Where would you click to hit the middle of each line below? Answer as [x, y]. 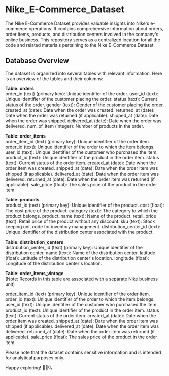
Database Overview [37, 61]
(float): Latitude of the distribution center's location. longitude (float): [77, 258]
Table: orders [20, 88]
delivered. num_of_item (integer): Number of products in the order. [75, 126]
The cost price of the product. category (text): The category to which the [82, 210]
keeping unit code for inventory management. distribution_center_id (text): [83, 226]
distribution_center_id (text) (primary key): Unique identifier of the [74, 247]
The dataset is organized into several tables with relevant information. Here [84, 73]
